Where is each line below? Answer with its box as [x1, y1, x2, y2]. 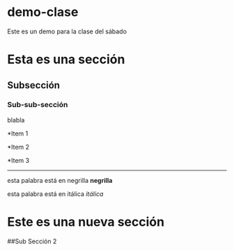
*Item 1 [7, 129, 29, 138]
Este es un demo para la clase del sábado [7, 27, 127, 35]
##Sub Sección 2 [7, 237, 57, 245]
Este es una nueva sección [7, 214, 165, 229]
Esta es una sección [7, 51, 125, 67]
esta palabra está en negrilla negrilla [7, 176, 113, 184]
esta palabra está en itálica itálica [7, 189, 104, 198]
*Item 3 [7, 156, 30, 164]
